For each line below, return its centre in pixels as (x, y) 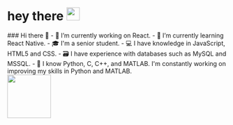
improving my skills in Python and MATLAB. (70, 71)
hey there (36, 16)
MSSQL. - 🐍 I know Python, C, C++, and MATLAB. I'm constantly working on (117, 63)
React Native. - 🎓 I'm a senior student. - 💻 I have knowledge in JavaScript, (116, 43)
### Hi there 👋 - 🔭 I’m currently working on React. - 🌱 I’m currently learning (115, 35)
